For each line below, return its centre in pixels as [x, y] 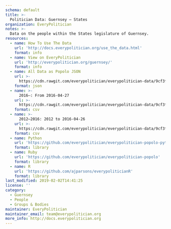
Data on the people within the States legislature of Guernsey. [79, 34]
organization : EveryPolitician [38, 24]
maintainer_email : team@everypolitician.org [53, 214]
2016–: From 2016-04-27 [44, 95]
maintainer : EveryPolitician [36, 209]
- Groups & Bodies [30, 205]
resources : [17, 39]
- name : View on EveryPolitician [45, 57]
